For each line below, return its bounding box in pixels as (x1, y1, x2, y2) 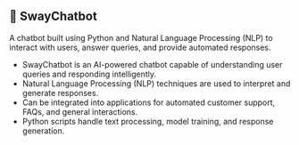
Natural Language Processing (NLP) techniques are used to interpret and (21, 77, 291, 89)
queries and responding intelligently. (21, 68, 157, 79)
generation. (21, 125, 65, 136)
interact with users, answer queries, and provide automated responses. (9, 42, 271, 52)
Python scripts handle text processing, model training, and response (21, 116, 274, 126)
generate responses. (21, 87, 99, 98)
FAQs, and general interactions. (21, 106, 138, 117)
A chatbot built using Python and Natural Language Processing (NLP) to (9, 32, 274, 43)
